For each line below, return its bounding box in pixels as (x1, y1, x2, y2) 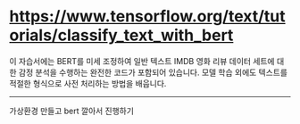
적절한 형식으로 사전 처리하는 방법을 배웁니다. (9, 78, 167, 88)
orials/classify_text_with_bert (9, 25, 234, 45)
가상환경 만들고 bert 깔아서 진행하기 (9, 105, 134, 116)
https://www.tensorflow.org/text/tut (9, 6, 286, 27)
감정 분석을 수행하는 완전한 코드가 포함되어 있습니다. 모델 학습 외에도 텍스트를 (18, 67, 288, 78)
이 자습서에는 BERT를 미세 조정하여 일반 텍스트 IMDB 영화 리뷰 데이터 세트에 (9, 55, 275, 66)
